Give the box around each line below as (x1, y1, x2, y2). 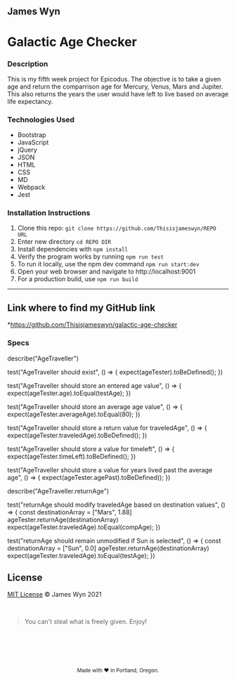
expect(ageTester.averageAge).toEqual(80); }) (7, 410, 140, 418)
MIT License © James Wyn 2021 (7, 590, 102, 599)
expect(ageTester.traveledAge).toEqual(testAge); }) (7, 551, 156, 559)
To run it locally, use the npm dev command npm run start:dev (17, 260, 199, 268)
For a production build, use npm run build (17, 275, 138, 283)
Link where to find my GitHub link (7, 301, 156, 313)
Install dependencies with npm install (17, 245, 129, 254)
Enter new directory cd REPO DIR (17, 238, 111, 246)
